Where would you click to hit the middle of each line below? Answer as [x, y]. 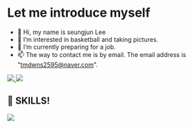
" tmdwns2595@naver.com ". [58, 65]
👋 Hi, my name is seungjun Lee [61, 32]
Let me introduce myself [79, 13]
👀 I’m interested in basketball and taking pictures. [87, 39]
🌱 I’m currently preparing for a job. [66, 47]
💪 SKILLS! [29, 101]
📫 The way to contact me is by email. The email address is [101, 54]
